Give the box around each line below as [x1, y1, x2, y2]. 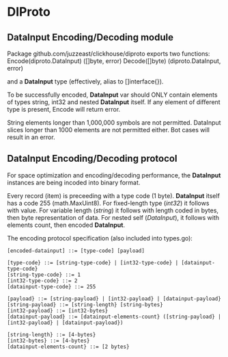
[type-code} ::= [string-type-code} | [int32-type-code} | [7, 259, 179, 266]
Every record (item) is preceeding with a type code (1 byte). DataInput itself [7, 191, 220, 199]
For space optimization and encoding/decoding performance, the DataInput [7, 171, 221, 179]
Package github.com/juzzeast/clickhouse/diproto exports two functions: [7, 49, 210, 58]
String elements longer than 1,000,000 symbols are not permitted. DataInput [7, 119, 221, 127]
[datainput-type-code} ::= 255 [7, 283, 96, 290]
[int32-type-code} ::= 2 [7, 277, 78, 284]
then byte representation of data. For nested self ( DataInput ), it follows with [7, 213, 220, 221]
